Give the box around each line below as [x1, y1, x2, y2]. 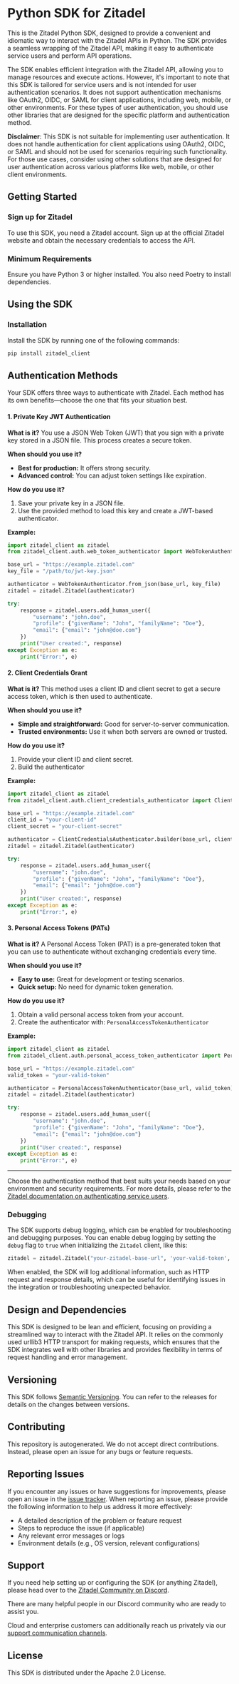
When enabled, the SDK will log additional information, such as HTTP [7, 1268, 210, 1276]
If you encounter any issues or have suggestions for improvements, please [7, 1487, 226, 1496]
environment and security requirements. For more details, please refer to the [7, 1184, 231, 1193]
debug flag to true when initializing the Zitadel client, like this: [7, 1241, 188, 1250]
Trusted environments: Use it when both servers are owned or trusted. [17, 727, 228, 736]
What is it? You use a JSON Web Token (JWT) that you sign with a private [7, 428, 225, 437]
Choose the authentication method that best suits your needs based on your [7, 1176, 231, 1186]
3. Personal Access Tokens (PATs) [7, 924, 110, 932]
